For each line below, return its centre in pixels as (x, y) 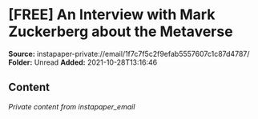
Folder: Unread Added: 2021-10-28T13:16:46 (83, 62)
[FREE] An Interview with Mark (112, 15)
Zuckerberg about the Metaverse (121, 32)
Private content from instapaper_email (72, 106)
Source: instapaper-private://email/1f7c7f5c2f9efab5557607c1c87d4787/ (129, 54)
